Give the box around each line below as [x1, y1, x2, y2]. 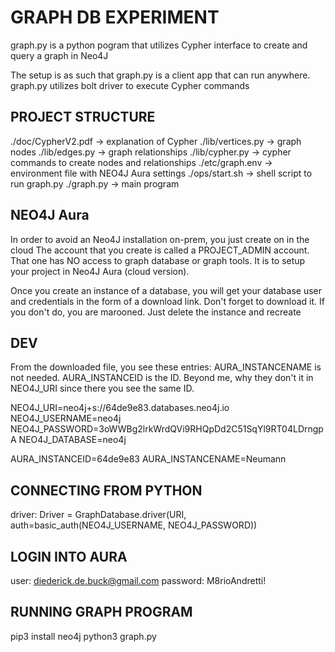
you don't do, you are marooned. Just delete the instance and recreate [10, 306, 302, 318]
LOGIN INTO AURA [10, 548, 128, 565]
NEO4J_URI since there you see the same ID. [10, 382, 195, 395]
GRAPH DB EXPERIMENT [10, 6, 220, 29]
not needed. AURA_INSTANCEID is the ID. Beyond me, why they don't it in [10, 372, 314, 384]
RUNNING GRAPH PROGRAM [10, 604, 193, 621]
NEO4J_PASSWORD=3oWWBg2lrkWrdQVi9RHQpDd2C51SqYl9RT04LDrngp [10, 423, 324, 435]
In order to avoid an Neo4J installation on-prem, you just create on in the [10, 233, 310, 245]
